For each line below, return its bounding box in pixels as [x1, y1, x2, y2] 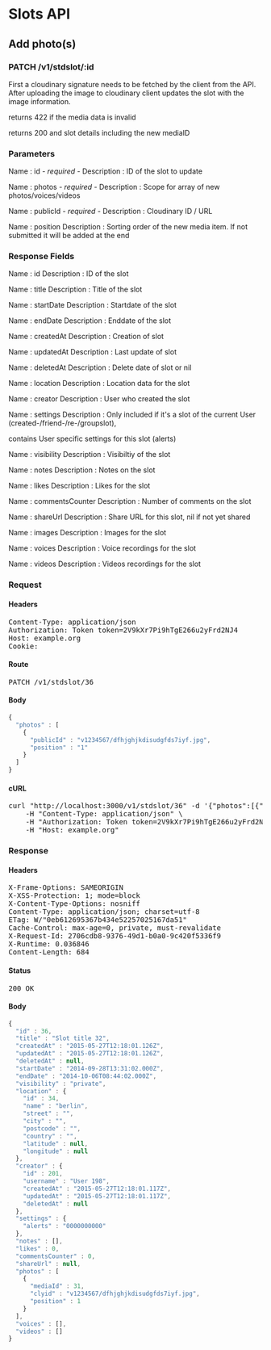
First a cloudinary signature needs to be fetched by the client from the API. [8, 79, 256, 89]
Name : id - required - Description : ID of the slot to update [8, 166, 203, 176]
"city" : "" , [23, 1117, 67, 1126]
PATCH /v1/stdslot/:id [8, 61, 94, 73]
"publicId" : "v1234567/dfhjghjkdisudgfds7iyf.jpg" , [29, 736, 211, 744]
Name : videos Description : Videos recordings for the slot [8, 559, 202, 569]
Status [8, 966, 31, 975]
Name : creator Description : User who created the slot [8, 394, 190, 404]
